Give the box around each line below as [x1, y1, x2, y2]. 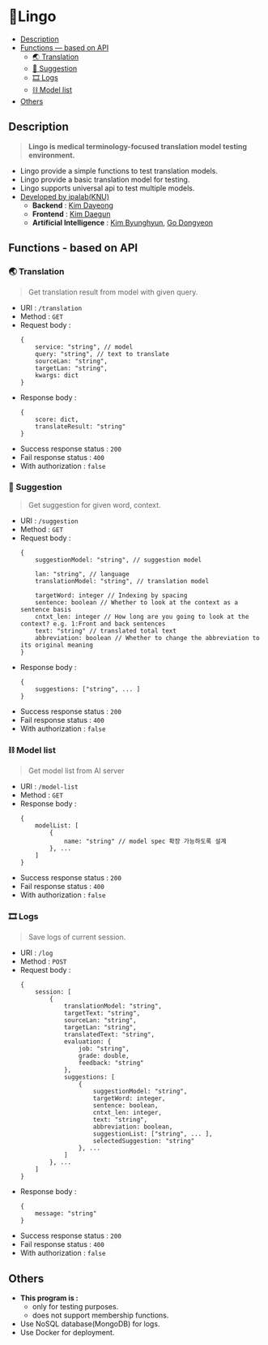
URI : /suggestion [19, 515, 79, 526]
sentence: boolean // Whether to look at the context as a [35, 598, 239, 607]
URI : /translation [19, 303, 83, 313]
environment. [28, 150, 75, 160]
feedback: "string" [78, 1059, 144, 1068]
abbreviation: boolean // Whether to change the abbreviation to [35, 634, 261, 642]
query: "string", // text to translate [35, 350, 170, 359]
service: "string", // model [35, 343, 134, 351]
